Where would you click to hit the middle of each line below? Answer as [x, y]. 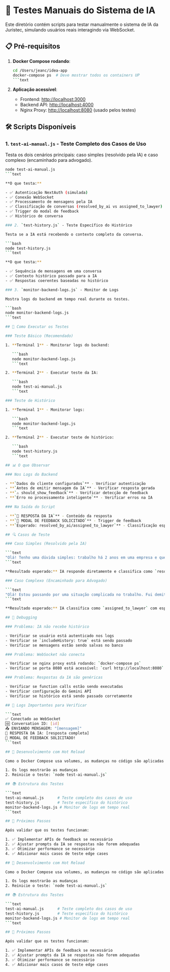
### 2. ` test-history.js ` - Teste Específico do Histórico [69, 225]
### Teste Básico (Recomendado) [39, 336]
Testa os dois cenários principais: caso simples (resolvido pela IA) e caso [82, 155]
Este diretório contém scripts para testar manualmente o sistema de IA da [82, 24]
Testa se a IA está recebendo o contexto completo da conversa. [74, 234]
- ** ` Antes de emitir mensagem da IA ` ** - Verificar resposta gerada [80, 488]
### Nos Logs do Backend [31, 474]
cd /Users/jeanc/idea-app [40, 71]
